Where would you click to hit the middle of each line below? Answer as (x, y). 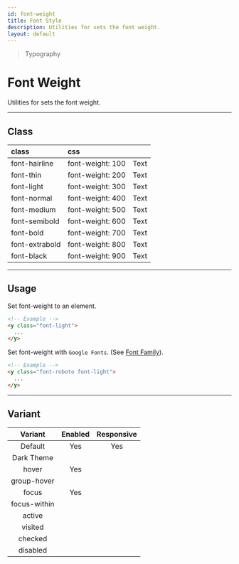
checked (33, 538)
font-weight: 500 (96, 209)
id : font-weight (31, 14)
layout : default (31, 34)
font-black (29, 256)
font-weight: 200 (96, 175)
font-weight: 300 (96, 187)
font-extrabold (36, 244)
